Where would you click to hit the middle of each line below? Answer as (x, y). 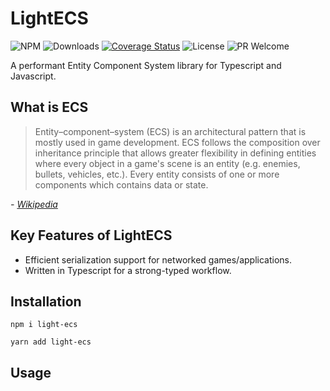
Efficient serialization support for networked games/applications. (158, 259)
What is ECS (49, 107)
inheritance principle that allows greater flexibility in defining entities (175, 153)
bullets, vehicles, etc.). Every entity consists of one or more (157, 174)
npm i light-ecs (44, 325)
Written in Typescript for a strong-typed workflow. (128, 270)
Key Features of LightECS (91, 235)
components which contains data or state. (121, 184)
